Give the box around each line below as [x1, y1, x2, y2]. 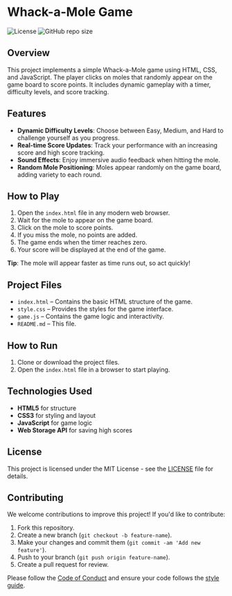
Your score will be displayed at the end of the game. [17, 245, 166, 254]
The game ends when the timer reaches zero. [17, 238, 148, 247]
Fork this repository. [17, 524, 75, 532]
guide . [7, 581, 26, 590]
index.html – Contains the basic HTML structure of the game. [17, 297, 193, 306]
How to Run [7, 340, 58, 351]
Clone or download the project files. [17, 358, 120, 366]
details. [7, 472, 28, 480]
